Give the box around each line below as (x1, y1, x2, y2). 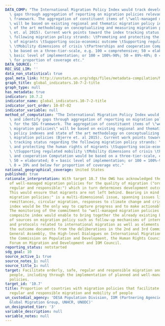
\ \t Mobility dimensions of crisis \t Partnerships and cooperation (9, 44, 151, 49)
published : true (5, 172, 38, 177)
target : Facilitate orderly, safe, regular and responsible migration (5, 267, 153, 273)
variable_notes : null (5, 313, 50, 319)
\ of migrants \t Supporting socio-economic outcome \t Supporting (9, 39, 146, 44)
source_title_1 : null (5, 263, 50, 268)
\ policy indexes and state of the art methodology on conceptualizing (9, 131, 160, 136)
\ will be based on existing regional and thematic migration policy (9, 21, 155, 26)
